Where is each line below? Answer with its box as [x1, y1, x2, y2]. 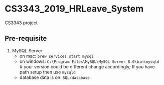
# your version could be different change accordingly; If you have [19, 63, 155, 69]
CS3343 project [5, 20, 38, 26]
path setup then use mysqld [19, 69, 76, 75]
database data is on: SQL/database [19, 74, 90, 80]
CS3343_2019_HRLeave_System [5, 3, 144, 15]
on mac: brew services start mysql [19, 53, 94, 59]
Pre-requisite [5, 34, 47, 43]
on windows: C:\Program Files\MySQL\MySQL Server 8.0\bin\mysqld [19, 58, 159, 64]
